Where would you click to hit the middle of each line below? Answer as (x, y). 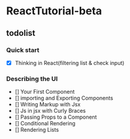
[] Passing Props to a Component (56, 117)
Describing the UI (32, 79)
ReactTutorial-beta (54, 11)
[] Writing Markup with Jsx (48, 104)
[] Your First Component (45, 92)
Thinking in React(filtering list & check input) (69, 63)
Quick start (23, 50)
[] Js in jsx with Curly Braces (50, 111)
